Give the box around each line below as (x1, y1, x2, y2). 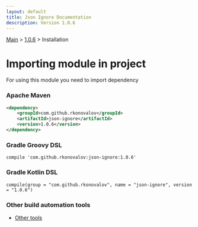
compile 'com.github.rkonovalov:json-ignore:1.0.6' (6, 155, 136, 160)
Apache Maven (6, 92, 51, 100)
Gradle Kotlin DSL (6, 168, 58, 176)
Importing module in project (6, 57, 146, 70)
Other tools (14, 214, 43, 221)
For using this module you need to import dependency (6, 77, 139, 84)
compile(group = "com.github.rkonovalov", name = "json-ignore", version (6, 182, 193, 188)
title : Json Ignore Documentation (6, 14, 92, 20)
